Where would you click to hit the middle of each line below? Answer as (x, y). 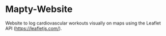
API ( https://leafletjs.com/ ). (34, 28)
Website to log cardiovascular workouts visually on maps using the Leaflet (83, 23)
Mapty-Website (39, 9)
